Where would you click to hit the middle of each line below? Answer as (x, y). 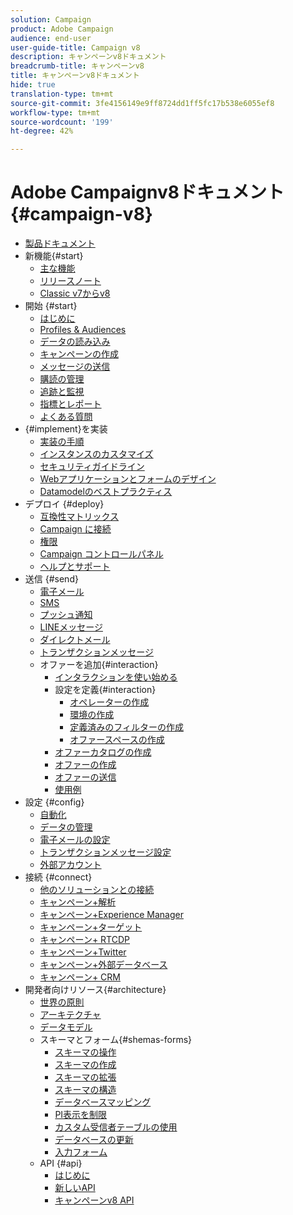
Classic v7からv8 (75, 293)
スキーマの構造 (85, 1090)
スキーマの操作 (85, 1052)
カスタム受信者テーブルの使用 (116, 1127)
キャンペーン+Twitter (83, 952)
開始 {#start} (51, 306)
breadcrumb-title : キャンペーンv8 (77, 66)
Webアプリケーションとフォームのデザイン (128, 479)
